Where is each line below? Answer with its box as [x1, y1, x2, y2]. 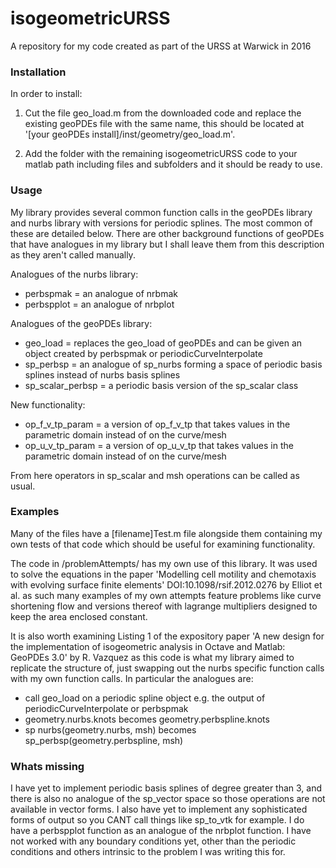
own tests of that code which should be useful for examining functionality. [10, 538, 316, 550]
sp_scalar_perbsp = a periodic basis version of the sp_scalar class [24, 379, 299, 391]
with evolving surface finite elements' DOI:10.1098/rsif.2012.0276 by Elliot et [10, 578, 323, 591]
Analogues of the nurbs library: [10, 268, 139, 280]
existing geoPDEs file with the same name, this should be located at [24, 118, 305, 130]
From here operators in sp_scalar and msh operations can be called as [10, 469, 300, 481]
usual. [10, 480, 36, 492]
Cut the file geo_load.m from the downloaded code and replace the [24, 107, 302, 119]
